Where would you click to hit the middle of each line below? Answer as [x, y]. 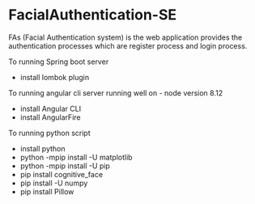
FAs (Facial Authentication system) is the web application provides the [125, 37]
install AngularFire [50, 117]
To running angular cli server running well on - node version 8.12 [116, 93]
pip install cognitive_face [62, 174]
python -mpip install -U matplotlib [76, 157]
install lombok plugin [55, 77]
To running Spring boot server [59, 62]
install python [42, 148]
